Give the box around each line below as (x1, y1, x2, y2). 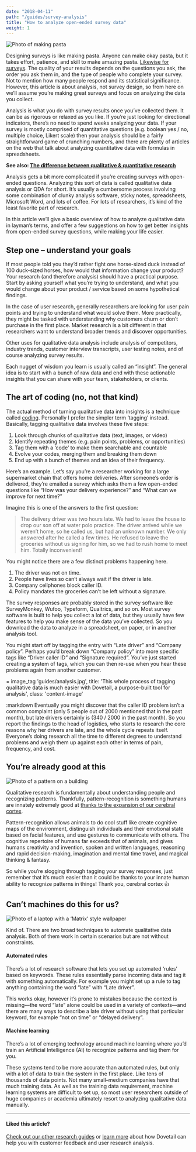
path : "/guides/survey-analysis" (6, 14, 87, 20)
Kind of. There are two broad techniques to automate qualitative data (6, 926, 171, 933)
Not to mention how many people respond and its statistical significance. (6, 77, 181, 84)
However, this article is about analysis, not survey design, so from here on (6, 83, 184, 91)
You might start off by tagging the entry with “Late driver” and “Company (6, 641, 182, 648)
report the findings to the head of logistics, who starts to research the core (6, 720, 185, 727)
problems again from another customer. (6, 666, 101, 673)
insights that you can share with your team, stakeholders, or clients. (6, 376, 169, 383)
